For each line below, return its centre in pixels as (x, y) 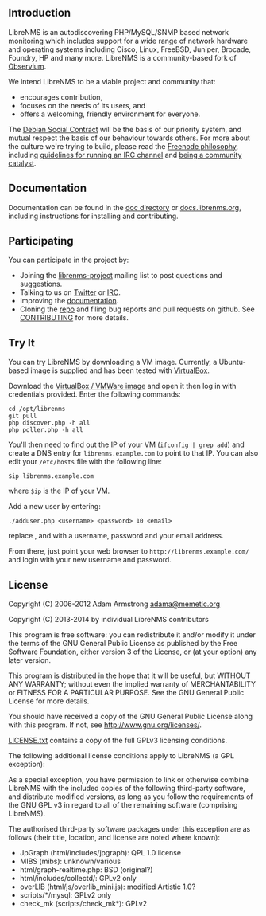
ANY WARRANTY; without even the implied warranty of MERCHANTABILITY (132, 684)
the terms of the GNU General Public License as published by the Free (123, 644)
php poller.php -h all (46, 430)
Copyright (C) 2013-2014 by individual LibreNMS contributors (108, 620)
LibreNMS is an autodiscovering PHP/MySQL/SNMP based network (119, 32)
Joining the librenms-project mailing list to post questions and (121, 276)
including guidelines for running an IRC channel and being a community (125, 155)
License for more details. (49, 701)
